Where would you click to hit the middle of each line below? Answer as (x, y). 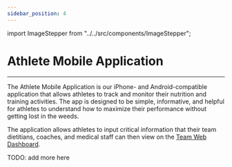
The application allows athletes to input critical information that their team (112, 129)
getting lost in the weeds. (43, 116)
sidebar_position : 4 (37, 13)
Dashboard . (24, 144)
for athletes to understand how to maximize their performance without (107, 108)
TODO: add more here (39, 157)
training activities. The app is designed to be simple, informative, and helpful (116, 101)
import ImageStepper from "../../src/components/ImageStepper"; (99, 33)
